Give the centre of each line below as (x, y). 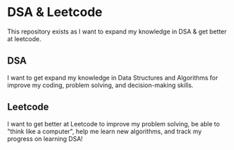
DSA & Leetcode (55, 12)
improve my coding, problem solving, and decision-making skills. (100, 85)
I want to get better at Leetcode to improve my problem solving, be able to (114, 123)
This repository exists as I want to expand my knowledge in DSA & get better (117, 31)
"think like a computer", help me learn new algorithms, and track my (104, 131)
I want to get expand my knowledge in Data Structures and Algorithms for (112, 77)
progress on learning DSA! (45, 138)
